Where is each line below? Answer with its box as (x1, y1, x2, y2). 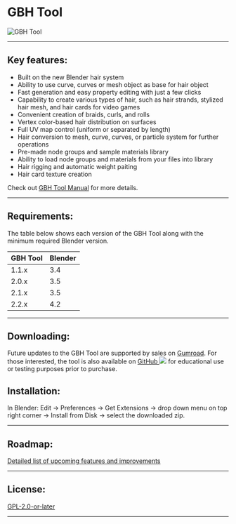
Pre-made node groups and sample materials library (17, 147, 169, 156)
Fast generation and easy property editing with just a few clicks (17, 88, 202, 96)
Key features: (7, 54, 68, 67)
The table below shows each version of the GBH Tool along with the (7, 229, 204, 237)
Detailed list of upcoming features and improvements (7, 457, 161, 465)
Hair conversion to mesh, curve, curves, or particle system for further (17, 133, 219, 141)
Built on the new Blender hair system (17, 73, 124, 81)
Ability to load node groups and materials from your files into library (17, 155, 214, 163)
